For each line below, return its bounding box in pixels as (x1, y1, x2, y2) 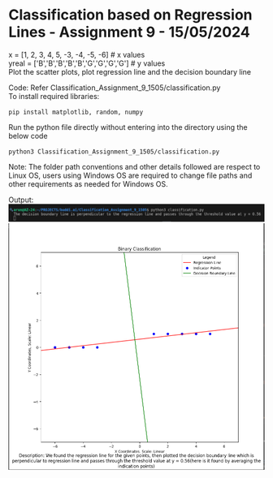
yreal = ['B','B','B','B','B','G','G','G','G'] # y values (8, 58, 166, 68)
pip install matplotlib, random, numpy (8, 108, 144, 116)
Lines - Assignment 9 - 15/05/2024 (8, 23, 250, 41)
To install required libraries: (8, 91, 100, 101)
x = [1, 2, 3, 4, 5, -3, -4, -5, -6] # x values (8, 50, 145, 59)
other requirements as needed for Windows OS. (8, 179, 168, 188)
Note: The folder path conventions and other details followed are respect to (8, 161, 261, 171)
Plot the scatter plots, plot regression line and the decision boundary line (8, 67, 252, 76)
